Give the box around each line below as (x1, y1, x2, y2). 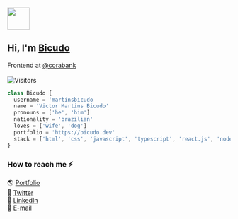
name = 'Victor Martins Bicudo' (13, 102, 110, 109)
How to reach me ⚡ (7, 159, 74, 169)
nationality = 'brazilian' (13, 116, 93, 123)
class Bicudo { (7, 89, 52, 97)
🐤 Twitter (7, 188, 34, 197)
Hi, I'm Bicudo (7, 42, 71, 54)
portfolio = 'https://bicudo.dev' (13, 129, 115, 136)
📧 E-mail (7, 203, 32, 212)
